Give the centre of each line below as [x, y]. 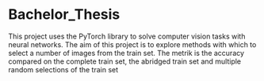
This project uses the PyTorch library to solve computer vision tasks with [127, 36]
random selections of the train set [63, 69]
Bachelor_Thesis [64, 15]
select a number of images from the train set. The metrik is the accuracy [126, 53]
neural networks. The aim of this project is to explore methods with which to [132, 44]
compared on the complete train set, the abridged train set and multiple [125, 61]
